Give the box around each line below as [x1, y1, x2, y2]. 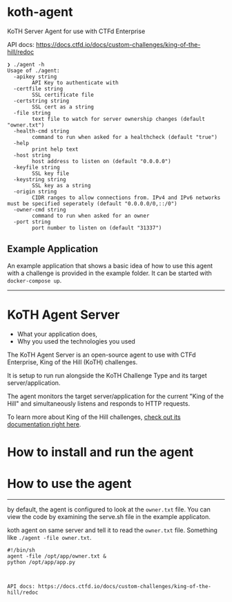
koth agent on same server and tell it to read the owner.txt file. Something [7, 526, 217, 534]
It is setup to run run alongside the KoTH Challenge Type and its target [7, 371, 207, 379]
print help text [32, 146, 79, 153]
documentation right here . [7, 420, 81, 429]
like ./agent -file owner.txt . [7, 533, 92, 541]
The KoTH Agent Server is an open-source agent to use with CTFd [7, 350, 196, 359]
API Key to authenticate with [32, 79, 119, 86]
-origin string [13, 188, 57, 195]
